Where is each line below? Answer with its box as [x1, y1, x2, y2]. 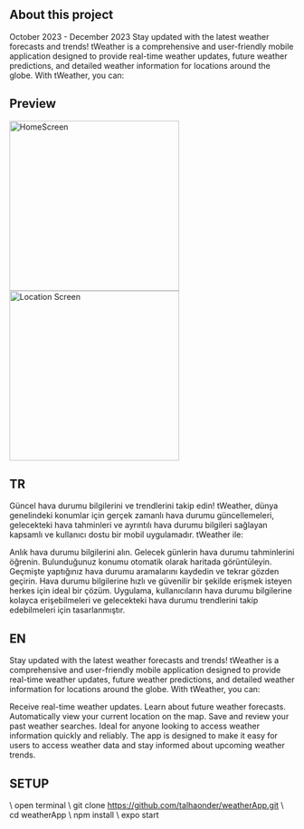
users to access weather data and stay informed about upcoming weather [9, 740, 285, 751]
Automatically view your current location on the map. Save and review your [9, 711, 290, 722]
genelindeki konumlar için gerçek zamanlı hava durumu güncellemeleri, [9, 510, 274, 521]
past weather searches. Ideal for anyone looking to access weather [9, 720, 261, 732]
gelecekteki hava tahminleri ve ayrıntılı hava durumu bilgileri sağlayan [9, 520, 269, 531]
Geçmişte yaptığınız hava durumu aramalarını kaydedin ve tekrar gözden [9, 566, 280, 577]
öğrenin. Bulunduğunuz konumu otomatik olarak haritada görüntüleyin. [9, 556, 272, 567]
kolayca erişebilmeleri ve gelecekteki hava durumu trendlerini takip [9, 595, 259, 606]
